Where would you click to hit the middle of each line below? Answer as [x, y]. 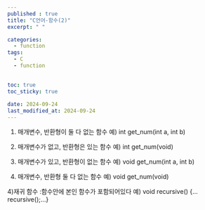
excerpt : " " [26, 27]
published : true [33, 14]
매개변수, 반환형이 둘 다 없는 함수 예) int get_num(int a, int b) [101, 132]
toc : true [22, 85]
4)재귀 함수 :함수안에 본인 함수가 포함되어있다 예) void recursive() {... [102, 191]
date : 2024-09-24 [33, 105]
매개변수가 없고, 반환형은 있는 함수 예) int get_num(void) [95, 147]
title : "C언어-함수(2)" [39, 20]
